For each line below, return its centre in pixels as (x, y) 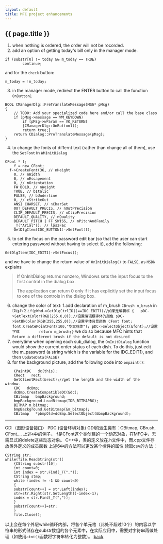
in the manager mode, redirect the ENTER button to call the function (80, 91)
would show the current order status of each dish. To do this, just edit (81, 347)
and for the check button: (30, 73)
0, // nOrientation (33, 183)
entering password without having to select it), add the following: (77, 244)
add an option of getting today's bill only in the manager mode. (75, 51)
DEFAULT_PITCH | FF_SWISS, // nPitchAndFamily (62, 221)
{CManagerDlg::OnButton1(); (51, 126)
